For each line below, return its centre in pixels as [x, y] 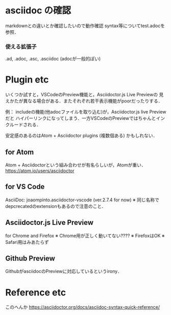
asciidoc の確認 [38, 10]
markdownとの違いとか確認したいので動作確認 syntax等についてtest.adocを [85, 26]
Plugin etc [27, 80]
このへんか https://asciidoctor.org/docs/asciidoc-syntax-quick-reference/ [82, 307]
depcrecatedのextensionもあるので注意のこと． [56, 206]
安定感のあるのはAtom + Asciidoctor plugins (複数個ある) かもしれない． [81, 136]
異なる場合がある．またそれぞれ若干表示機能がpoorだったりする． [93, 101]
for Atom [20, 152]
